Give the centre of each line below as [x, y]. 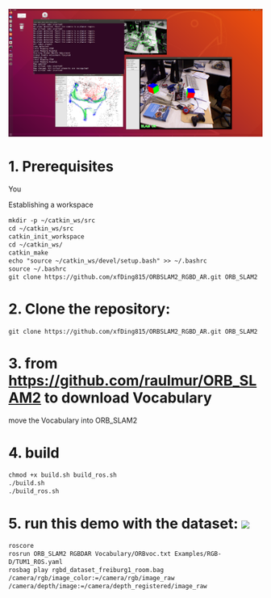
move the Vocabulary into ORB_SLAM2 [73, 420]
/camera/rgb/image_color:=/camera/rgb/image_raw [92, 579]
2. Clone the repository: [90, 309]
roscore [21, 546]
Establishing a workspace [51, 204]
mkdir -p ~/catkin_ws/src [52, 220]
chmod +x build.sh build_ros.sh [63, 475]
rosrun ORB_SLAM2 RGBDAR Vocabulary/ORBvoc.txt [90, 554]
